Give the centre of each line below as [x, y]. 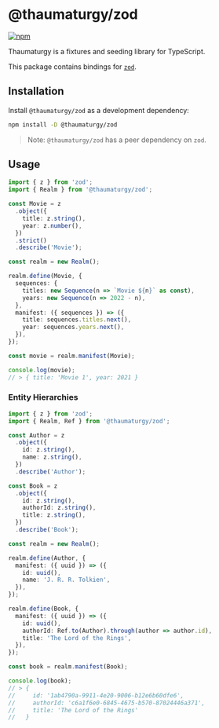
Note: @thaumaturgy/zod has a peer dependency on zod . [117, 140]
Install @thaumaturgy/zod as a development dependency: [99, 110]
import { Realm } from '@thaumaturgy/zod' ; [80, 190]
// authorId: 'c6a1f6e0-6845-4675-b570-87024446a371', [107, 703]
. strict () [31, 240]
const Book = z [33, 486]
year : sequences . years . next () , [73, 327]
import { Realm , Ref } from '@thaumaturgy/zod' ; [89, 421]
